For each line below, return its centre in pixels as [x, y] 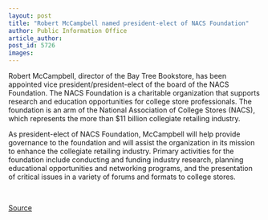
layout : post [30, 16]
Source [20, 208]
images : [21, 53]
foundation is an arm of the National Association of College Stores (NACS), [132, 110]
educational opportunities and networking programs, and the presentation [130, 168]
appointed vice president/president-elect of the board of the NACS [119, 84]
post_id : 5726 [32, 46]
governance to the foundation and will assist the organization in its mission [132, 143]
